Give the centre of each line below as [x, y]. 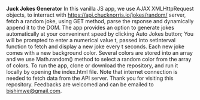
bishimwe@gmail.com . [34, 91]
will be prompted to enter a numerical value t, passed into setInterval [91, 40]
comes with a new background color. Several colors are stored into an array [100, 53]
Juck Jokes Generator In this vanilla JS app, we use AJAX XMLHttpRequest [100, 9]
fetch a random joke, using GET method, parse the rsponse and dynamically [100, 21]
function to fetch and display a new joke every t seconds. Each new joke [95, 46]
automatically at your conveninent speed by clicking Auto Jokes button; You [100, 34]
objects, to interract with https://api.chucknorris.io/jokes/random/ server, [96, 15]
